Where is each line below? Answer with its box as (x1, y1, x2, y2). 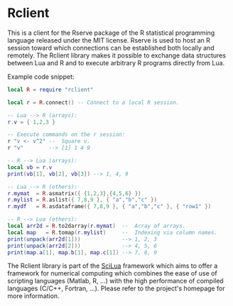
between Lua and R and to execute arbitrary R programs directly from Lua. (7, 58, 225, 67)
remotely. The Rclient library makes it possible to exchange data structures (7, 51, 226, 60)
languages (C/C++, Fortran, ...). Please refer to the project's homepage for (7, 284, 225, 293)
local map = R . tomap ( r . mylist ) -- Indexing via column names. (7, 229, 218, 236)
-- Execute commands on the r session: (7, 131, 126, 138)
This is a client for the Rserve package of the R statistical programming (7, 28, 215, 37)
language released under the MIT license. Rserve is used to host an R (7, 35, 211, 44)
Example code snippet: (7, 72, 75, 81)
